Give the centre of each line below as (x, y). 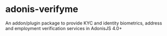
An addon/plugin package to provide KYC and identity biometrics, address (84, 23)
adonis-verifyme (42, 9)
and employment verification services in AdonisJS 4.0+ (64, 28)
